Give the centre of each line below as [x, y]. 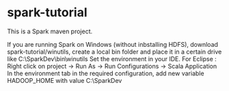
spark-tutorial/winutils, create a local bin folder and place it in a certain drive [114, 52]
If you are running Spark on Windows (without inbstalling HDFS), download [113, 44]
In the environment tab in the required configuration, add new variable [106, 73]
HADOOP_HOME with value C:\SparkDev [65, 80]
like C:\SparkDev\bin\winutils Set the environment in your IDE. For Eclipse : [112, 58]
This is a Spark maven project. [50, 31]
